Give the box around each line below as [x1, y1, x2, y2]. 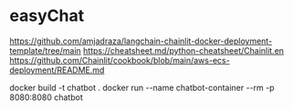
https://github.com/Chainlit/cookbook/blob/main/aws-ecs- [9, 55, 230, 65]
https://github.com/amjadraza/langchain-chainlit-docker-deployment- [9, 35, 273, 46]
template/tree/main [9, 45, 82, 55]
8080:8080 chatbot [9, 92, 84, 103]
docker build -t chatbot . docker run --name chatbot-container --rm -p [9, 82, 276, 93]
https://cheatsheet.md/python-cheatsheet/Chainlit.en [83, 45, 285, 55]
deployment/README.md [9, 65, 105, 75]
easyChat [9, 5, 85, 26]
